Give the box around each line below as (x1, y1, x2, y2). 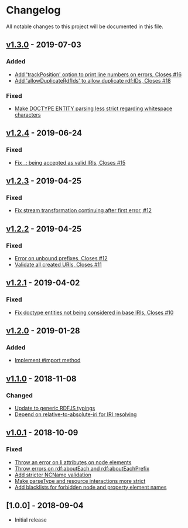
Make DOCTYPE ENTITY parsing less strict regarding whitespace (14, 105, 173, 112)
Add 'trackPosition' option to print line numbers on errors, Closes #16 (14, 71, 182, 78)
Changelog (6, 4, 61, 17)
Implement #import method (14, 357, 81, 364)
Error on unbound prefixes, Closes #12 (14, 254, 108, 261)
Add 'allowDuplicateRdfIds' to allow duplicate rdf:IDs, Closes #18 (14, 77, 171, 84)
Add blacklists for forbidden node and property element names (14, 483, 167, 490)
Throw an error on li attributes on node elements (14, 458, 132, 466)
